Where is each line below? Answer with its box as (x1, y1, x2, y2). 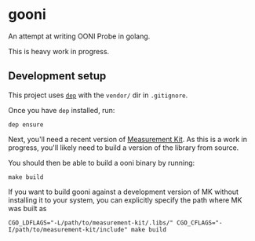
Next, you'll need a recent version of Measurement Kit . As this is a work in (8, 134, 247, 144)
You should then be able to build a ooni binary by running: (8, 158, 195, 167)
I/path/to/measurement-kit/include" (8, 225, 128, 233)
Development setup (8, 69, 107, 83)
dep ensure (8, 120, 44, 129)
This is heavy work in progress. (8, 46, 110, 56)
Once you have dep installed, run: (8, 105, 115, 115)
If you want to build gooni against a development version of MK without (8, 187, 239, 196)
